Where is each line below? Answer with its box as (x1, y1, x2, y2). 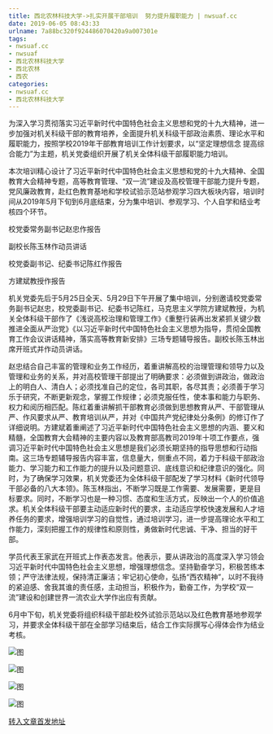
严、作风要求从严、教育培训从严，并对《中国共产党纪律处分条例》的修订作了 (8, 413, 265, 422)
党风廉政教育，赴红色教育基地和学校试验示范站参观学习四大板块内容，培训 (8, 186, 258, 196)
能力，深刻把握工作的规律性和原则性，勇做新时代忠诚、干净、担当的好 (15, 524, 250, 534)
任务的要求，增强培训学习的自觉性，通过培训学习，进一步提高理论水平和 (15, 514, 258, 524)
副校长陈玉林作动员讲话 (8, 242, 87, 251)
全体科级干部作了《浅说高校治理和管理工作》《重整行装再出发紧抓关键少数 (15, 314, 262, 324)
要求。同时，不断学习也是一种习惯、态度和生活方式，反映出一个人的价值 (15, 494, 258, 504)
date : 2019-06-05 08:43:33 (8, 20, 100, 28)
